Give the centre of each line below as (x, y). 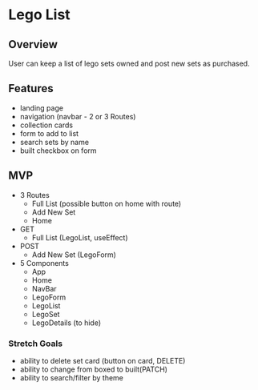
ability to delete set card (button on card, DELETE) (103, 360)
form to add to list (49, 133)
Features (31, 88)
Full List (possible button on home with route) (107, 203)
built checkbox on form (58, 151)
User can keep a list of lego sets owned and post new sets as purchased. (129, 63)
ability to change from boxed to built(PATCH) (94, 369)
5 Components (44, 263)
